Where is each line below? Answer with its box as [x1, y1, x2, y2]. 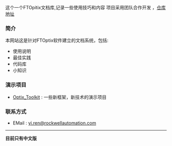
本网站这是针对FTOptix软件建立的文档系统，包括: [5, 37, 109, 43]
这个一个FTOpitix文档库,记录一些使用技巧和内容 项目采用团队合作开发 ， [5, 5, 157, 10]
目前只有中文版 [5, 135, 37, 141]
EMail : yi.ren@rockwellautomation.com [12, 119, 96, 126]
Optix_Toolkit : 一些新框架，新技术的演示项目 [12, 94, 106, 100]
